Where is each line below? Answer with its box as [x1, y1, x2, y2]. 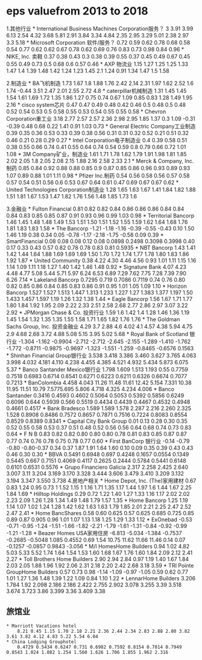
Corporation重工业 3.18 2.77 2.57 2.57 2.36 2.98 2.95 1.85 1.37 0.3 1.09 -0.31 [6, 115, 195, 122]
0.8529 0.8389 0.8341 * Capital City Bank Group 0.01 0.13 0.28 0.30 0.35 [6, 417, 188, 425]
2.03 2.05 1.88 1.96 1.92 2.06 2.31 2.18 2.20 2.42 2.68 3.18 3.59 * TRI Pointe [6, 562, 194, 569]
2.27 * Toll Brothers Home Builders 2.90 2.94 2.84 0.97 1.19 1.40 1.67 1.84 [6, 555, 189, 562]
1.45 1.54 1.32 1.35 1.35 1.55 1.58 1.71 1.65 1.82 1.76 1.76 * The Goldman [6, 316, 180, 323]
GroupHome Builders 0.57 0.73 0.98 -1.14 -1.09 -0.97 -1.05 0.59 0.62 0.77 [6, 568, 189, 576]
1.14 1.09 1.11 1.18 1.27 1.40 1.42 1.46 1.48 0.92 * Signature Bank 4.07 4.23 [6, 263, 187, 270]
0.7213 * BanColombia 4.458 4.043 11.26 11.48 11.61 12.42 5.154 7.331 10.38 [6, 379, 192, 386]
